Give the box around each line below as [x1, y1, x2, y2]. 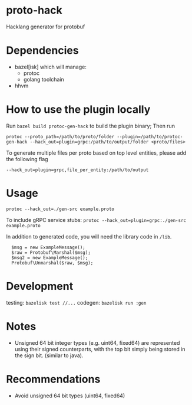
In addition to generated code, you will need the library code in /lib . [6, 233, 172, 240]
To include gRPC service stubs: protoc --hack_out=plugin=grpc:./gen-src [6, 216, 187, 223]
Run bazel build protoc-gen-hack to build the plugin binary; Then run [6, 122, 176, 129]
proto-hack [6, 4, 63, 17]
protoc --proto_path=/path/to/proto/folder [6, 133, 115, 139]
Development [6, 279, 74, 293]
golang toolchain [23, 76, 65, 83]
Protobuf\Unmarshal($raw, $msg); [11, 260, 94, 266]
